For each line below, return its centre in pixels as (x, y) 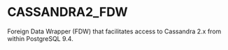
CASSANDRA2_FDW (67, 12)
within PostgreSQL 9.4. (40, 38)
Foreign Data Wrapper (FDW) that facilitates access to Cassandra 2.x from (114, 31)
